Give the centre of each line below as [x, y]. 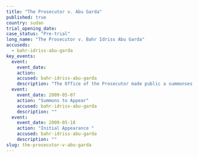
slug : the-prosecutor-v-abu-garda [49, 145]
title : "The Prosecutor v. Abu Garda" [54, 12]
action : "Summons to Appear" [53, 100]
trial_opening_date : [32, 28]
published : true [26, 17]
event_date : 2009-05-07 [46, 95]
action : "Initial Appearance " [56, 128]
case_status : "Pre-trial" [38, 34]
